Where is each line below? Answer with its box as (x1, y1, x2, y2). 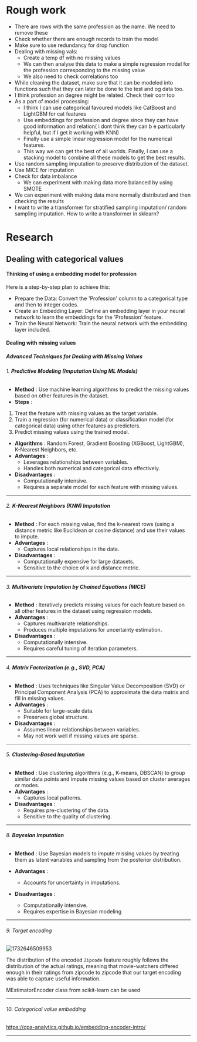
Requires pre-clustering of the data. (23, 807, 110, 814)
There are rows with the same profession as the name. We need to (14, 23, 176, 30)
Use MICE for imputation (14, 166, 74, 173)
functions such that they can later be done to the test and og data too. (14, 85, 184, 92)
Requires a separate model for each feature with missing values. (23, 483, 179, 490)
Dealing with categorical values (6, 254, 124, 264)
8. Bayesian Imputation (6, 832, 64, 839)
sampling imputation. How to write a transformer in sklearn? (14, 210, 159, 217)
